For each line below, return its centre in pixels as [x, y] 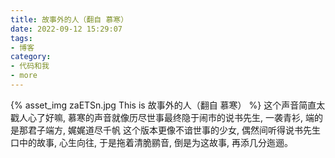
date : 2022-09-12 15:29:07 [66, 29]
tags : [21, 38]
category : [31, 57]
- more [24, 76]
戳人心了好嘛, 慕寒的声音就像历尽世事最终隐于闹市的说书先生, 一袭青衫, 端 [162, 117]
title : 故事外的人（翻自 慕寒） [69, 19]
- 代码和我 [30, 66]
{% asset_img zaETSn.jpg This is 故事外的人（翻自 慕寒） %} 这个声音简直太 [168, 105]
